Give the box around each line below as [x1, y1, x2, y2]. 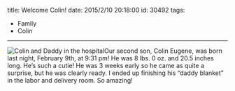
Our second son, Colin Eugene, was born [104, 47, 222, 55]
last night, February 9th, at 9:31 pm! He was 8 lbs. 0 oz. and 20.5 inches [7, 54, 215, 62]
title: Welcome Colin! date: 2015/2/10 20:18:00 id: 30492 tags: [7, 6, 185, 14]
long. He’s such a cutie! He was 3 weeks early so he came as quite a [7, 62, 205, 69]
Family [17, 19, 37, 27]
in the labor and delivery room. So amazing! [7, 76, 133, 84]
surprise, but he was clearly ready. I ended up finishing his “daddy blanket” [7, 69, 224, 77]
